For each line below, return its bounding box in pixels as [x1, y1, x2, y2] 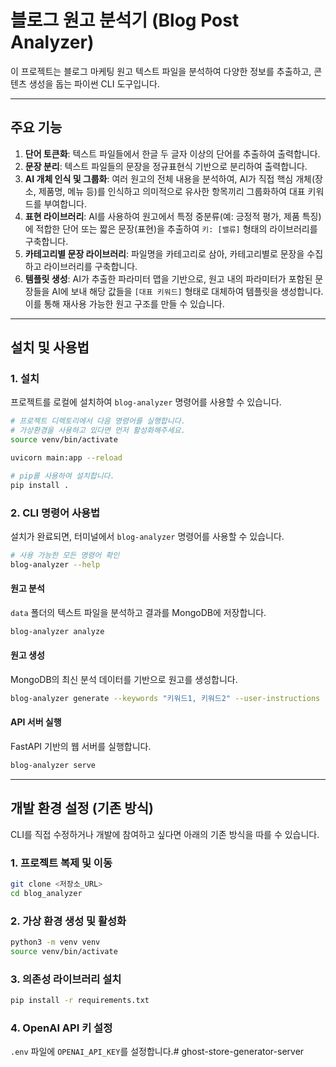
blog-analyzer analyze [10, 626, 105, 636]
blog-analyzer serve [10, 761, 97, 771]
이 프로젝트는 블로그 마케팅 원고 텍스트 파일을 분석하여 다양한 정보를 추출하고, [10, 65, 312, 77]
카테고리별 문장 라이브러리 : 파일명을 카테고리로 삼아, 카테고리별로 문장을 [24, 247, 305, 260]
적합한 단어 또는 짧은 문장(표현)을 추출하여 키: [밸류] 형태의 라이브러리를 [35, 222, 318, 235]
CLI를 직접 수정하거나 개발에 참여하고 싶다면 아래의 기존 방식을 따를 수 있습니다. [10, 828, 320, 840]
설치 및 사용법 [10, 339, 90, 356]
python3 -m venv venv [10, 937, 101, 948]
